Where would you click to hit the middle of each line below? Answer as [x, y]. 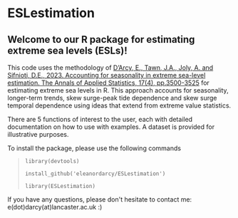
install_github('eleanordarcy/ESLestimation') [95, 174]
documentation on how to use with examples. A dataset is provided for [111, 127]
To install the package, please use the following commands [94, 148]
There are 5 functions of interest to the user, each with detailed [100, 119]
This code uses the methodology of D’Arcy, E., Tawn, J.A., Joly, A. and [110, 68]
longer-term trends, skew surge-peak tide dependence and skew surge [112, 98]
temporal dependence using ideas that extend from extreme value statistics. [119, 105]
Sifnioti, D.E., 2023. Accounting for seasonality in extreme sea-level [107, 75]
